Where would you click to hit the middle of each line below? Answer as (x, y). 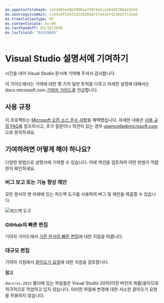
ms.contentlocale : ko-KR (31, 23)
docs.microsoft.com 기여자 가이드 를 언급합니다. (52, 90)
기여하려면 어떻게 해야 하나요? (48, 150)
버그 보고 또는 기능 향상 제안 (36, 182)
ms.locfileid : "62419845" (32, 33)
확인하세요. (25, 168)
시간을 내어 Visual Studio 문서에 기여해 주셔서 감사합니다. (60, 73)
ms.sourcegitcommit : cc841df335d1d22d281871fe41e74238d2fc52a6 (71, 14)
